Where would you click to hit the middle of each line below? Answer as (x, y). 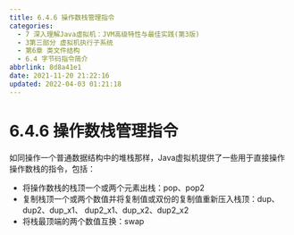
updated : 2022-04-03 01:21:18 (66, 84)
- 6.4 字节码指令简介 (53, 59)
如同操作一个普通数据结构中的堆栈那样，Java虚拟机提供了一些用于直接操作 (147, 157)
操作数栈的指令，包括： (52, 168)
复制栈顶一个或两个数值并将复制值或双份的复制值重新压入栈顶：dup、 (151, 198)
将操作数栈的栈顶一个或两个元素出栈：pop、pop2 (113, 188)
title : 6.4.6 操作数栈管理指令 (62, 17)
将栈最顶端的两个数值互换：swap (83, 221)
